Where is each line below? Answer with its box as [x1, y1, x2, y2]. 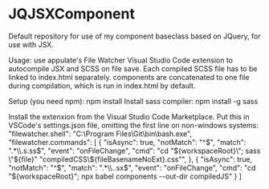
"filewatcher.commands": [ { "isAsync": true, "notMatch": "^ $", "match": [8, 137, 247, 147]
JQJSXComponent [8, 5, 135, 23]
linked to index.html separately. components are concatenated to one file [8, 72, 250, 82]
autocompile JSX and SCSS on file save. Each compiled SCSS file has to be [8, 63, 258, 73]
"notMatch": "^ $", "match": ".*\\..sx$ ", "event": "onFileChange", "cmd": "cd [8, 163, 256, 172]
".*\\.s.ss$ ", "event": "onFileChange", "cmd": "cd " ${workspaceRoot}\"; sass [8, 146, 261, 155]
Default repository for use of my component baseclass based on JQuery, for [8, 31, 261, 41]
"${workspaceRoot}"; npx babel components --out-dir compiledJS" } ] [8, 171, 243, 181]
